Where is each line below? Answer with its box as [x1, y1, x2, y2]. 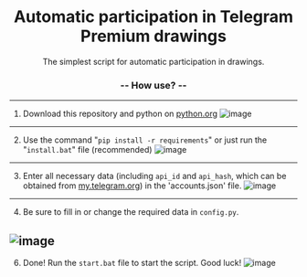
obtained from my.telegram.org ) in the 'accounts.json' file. [22, 180, 242, 191]
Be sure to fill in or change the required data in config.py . [22, 207, 239, 218]
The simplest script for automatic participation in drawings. [42, 56, 265, 67]
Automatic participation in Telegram [13, 6, 294, 27]
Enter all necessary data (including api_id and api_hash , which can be [22, 171, 287, 182]
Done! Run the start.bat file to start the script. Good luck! [22, 258, 242, 269]
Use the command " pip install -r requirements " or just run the [22, 134, 268, 145]
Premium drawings [80, 26, 227, 47]
